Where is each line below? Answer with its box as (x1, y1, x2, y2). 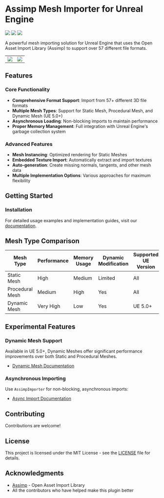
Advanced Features (5, 141, 53, 147)
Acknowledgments (5, 469, 64, 477)
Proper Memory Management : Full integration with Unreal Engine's (12, 123, 148, 129)
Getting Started (5, 192, 53, 200)
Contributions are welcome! (5, 423, 61, 429)
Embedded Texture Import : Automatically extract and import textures (12, 157, 152, 163)
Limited (98, 275, 116, 282)
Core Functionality (5, 86, 50, 93)
